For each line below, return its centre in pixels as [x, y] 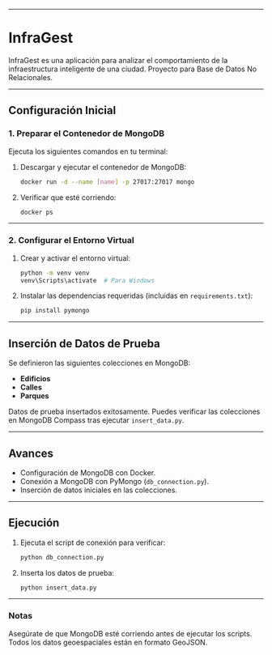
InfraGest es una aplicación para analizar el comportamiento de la [118, 60]
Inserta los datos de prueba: [67, 572]
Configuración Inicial [62, 111]
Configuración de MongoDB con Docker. [88, 472]
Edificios [35, 379]
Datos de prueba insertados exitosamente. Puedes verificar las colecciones [134, 412]
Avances [31, 453]
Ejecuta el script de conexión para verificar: [93, 542]
